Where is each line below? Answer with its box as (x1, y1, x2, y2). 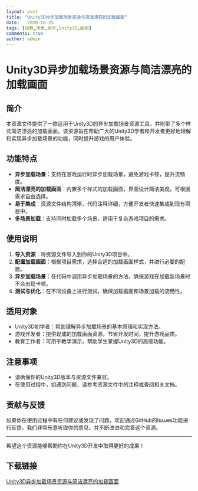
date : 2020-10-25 (6, 19, 54, 25)
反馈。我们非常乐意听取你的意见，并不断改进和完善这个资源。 (11, 424, 161, 431)
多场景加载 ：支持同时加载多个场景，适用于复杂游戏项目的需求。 (14, 215, 170, 222)
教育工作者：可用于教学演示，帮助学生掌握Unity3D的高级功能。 (14, 338, 169, 345)
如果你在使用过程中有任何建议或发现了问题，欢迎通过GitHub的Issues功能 (6, 417, 184, 424)
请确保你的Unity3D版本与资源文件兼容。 (14, 374, 113, 381)
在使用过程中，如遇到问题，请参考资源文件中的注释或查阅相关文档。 (14, 381, 180, 388)
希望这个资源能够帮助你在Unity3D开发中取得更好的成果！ (6, 442, 145, 449)
